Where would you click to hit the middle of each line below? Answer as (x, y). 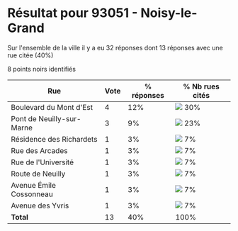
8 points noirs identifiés (42, 69)
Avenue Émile (34, 185)
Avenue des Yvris (40, 205)
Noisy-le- (169, 13)
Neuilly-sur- (60, 118)
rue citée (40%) (30, 55)
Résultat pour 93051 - (73, 13)
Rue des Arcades (39, 150)
